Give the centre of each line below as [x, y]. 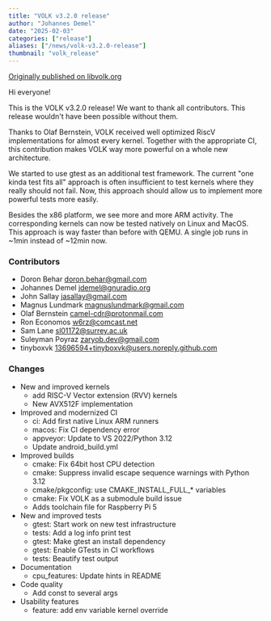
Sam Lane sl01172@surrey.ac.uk [74, 331]
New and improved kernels [65, 387]
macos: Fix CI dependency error [86, 429]
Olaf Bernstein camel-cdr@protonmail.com [91, 314]
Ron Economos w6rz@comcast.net [79, 322]
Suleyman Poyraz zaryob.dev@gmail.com [89, 340]
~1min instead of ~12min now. [58, 241]
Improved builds [47, 455]
